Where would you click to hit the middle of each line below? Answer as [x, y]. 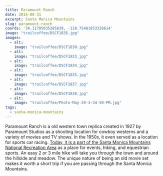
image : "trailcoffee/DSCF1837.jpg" [51, 84]
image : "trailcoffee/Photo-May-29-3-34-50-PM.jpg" [68, 103]
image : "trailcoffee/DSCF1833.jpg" [51, 56]
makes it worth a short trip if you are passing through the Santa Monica [78, 163]
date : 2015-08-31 [23, 14]
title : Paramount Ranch [30, 10]
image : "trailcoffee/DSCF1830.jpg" [51, 47]
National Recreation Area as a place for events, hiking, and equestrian [77, 147]
